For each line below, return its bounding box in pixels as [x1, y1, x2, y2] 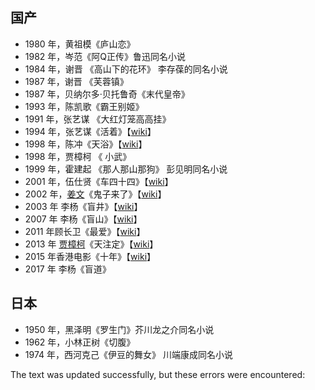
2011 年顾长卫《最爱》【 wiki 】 [24, 225, 146, 237]
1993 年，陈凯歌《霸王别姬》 [24, 100, 145, 112]
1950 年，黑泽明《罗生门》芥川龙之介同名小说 [24, 323, 215, 335]
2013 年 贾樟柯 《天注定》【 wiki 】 [24, 238, 159, 250]
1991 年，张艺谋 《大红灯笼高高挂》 [24, 113, 172, 125]
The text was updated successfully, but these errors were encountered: [10, 368, 306, 380]
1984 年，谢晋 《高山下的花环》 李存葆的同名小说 [24, 63, 228, 75]
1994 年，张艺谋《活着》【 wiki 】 [24, 125, 157, 137]
